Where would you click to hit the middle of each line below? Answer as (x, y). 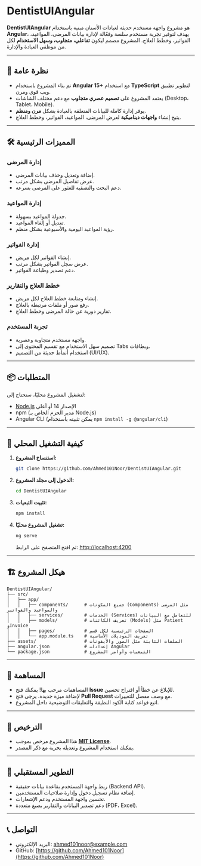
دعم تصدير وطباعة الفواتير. (45, 270)
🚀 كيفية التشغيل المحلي (45, 443)
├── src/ (18, 594)
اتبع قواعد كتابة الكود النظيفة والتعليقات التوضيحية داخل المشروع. (87, 702)
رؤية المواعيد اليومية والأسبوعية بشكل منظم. (65, 229)
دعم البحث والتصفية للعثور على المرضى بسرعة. (68, 188)
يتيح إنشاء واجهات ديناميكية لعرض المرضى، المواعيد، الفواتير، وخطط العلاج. (98, 117)
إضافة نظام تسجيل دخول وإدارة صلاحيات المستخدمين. (75, 793)
